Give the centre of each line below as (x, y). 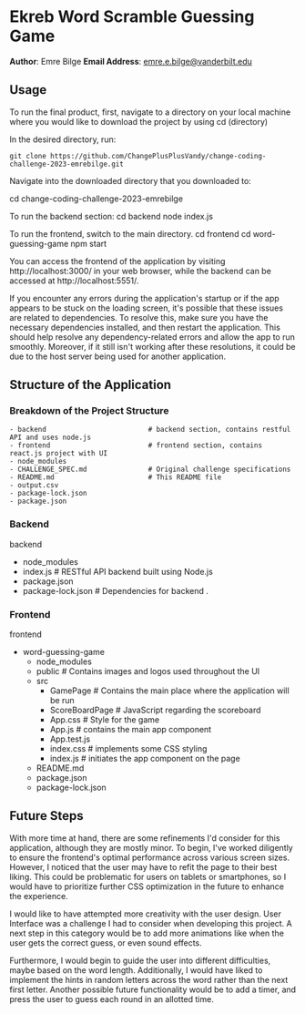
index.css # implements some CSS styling (128, 749)
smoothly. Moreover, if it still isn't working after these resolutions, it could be (152, 346)
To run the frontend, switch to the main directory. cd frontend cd (130, 233)
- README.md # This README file (116, 477)
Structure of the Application (90, 385)
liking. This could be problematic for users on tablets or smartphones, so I (148, 876)
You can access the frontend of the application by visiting (117, 261)
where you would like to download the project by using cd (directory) (139, 121)
